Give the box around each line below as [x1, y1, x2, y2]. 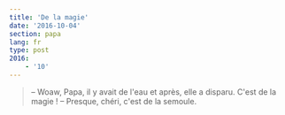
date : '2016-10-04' [9, 21, 81, 30]
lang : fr [9, 37, 42, 47]
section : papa [9, 29, 62, 38]
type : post [9, 46, 50, 55]
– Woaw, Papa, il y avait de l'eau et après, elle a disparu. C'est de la [30, 86, 277, 97]
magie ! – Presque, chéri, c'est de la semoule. [30, 96, 197, 106]
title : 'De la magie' [9, 12, 89, 22]
